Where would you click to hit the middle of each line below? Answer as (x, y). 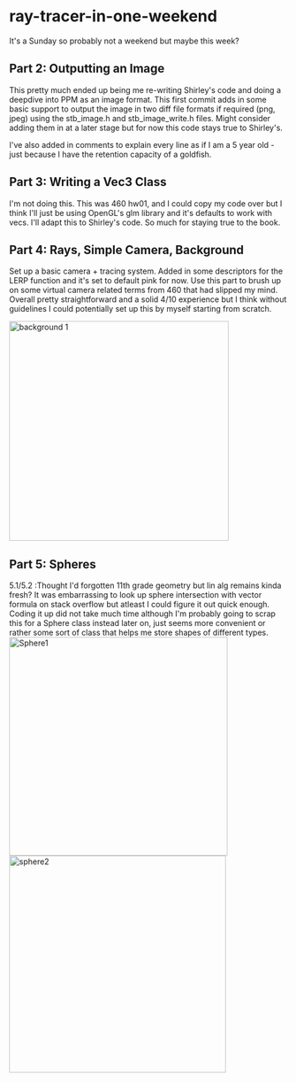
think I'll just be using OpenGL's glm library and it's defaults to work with (140, 213)
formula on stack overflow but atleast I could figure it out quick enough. (140, 605)
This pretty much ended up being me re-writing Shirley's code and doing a (145, 89)
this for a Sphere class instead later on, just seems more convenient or (137, 623)
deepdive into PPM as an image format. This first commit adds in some (138, 99)
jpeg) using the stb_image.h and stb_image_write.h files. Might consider (140, 118)
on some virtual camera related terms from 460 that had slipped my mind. (144, 290)
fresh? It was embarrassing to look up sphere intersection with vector (136, 595)
